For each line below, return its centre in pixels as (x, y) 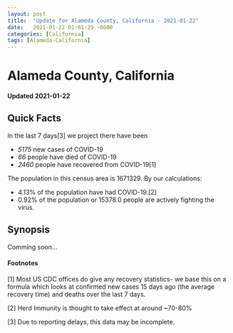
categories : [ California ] (46, 34)
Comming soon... (32, 247)
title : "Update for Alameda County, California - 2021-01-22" (103, 21)
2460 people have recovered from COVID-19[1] (87, 164)
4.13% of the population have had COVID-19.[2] (87, 192)
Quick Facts (35, 118)
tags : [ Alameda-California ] (49, 41)
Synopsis (29, 230)
